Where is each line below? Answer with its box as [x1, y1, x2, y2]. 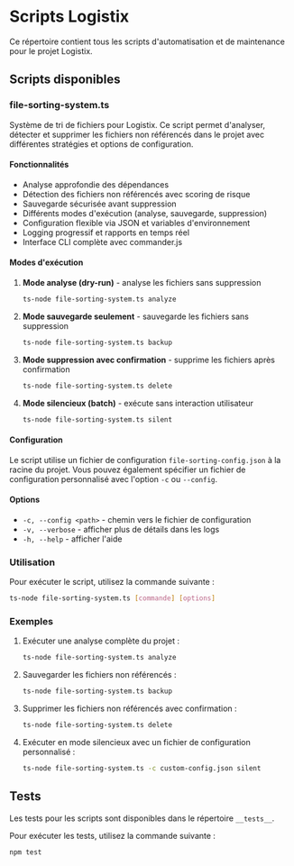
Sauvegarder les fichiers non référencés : [22, 670, 177, 680]
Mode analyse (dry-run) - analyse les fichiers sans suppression [22, 278, 262, 288]
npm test [9, 847, 42, 857]
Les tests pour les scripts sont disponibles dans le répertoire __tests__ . [9, 813, 275, 824]
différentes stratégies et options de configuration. [9, 138, 194, 150]
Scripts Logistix [9, 6, 129, 27]
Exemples [9, 615, 54, 628]
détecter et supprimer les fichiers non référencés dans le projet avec [9, 129, 264, 140]
